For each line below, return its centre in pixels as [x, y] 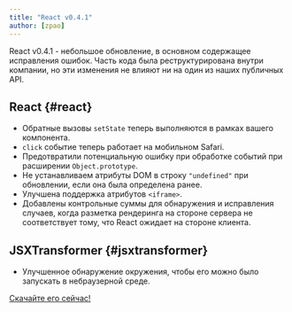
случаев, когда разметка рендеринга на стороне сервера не [138, 213]
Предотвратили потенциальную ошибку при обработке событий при [152, 157]
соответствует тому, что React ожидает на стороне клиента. [136, 222]
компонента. [46, 137]
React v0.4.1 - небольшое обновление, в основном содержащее [130, 51]
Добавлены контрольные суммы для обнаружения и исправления [148, 204]
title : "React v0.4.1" [51, 17]
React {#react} [51, 107]
